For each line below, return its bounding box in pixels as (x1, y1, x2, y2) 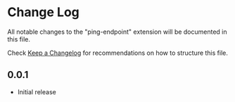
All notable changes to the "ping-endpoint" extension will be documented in (7, 27, 227, 36)
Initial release (17, 87, 56, 96)
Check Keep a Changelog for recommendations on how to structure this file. (7, 49, 229, 57)
